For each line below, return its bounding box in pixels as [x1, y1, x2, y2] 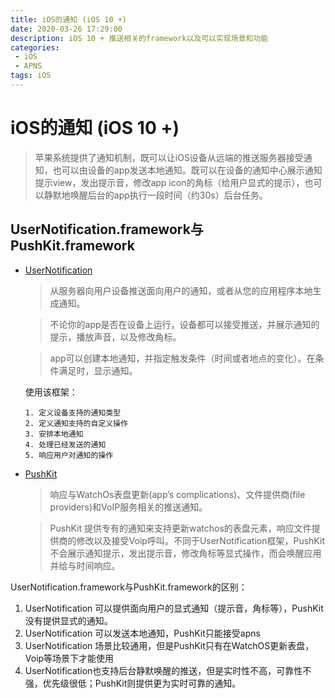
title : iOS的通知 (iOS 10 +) [10, 14, 128, 25]
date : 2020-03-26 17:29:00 [10, 24, 123, 34]
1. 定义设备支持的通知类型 [24, 407, 122, 418]
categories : [10, 42, 60, 53]
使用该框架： [24, 386, 78, 398]
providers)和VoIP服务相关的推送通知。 [49, 501, 208, 513]
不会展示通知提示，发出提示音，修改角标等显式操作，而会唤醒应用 [49, 547, 322, 559]
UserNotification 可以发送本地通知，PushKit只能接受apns [24, 627, 261, 639]
